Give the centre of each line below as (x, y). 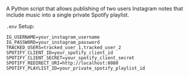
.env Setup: (20, 26)
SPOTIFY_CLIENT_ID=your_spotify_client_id (60, 53)
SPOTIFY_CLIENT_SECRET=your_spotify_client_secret (70, 58)
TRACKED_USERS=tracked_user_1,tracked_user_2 (63, 47)
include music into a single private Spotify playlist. (68, 15)
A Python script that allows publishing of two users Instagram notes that (95, 9)
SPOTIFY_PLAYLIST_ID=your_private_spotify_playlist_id (76, 68)
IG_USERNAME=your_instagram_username (53, 37)
